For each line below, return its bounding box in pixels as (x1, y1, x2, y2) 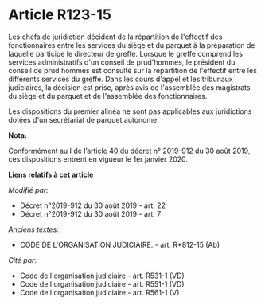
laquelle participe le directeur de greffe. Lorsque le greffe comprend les (8, 49, 243, 58)
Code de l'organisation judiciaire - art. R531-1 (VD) (19, 271, 185, 280)
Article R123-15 (8, 6, 111, 24)
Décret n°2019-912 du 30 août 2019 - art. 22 (19, 201, 166, 210)
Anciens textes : (8, 225, 60, 234)
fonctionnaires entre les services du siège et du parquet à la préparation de (8, 40, 255, 49)
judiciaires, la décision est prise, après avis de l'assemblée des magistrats (8, 82, 251, 92)
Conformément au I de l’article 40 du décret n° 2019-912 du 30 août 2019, (8, 146, 251, 155)
